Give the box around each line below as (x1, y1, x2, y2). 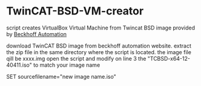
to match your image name (33, 61, 100, 69)
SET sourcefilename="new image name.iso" (6, 73, 116, 80)
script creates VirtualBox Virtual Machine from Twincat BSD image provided (6, 24, 196, 31)
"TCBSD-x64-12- (147, 55, 191, 62)
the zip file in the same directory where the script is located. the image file (6, 48, 192, 55)
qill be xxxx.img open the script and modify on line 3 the (6, 55, 147, 62)
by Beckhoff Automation (6, 30, 67, 37)
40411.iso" (6, 61, 32, 69)
